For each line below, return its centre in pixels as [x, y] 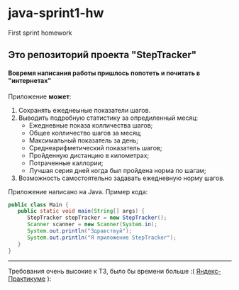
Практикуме [27, 279]
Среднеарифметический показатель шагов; [95, 147]
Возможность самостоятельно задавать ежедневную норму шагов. [122, 178]
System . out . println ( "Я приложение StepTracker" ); [101, 238]
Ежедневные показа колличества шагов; [91, 125]
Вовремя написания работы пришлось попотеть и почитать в [104, 73]
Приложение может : [40, 96]
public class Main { [39, 205]
